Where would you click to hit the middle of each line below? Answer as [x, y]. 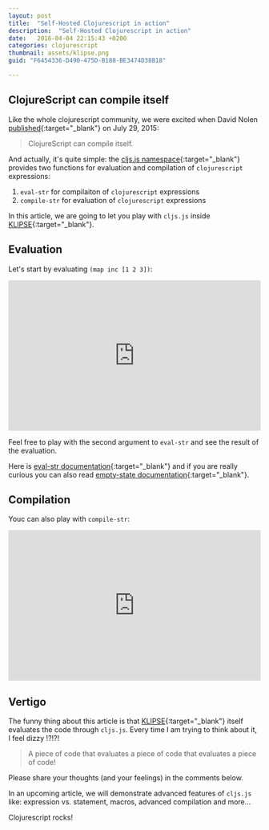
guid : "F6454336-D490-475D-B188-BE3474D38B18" [87, 61]
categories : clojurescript [53, 46]
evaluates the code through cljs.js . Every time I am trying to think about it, [133, 730]
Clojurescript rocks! [41, 818]
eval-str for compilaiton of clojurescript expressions [110, 191]
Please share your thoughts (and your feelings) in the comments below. [126, 778]
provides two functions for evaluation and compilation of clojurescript [126, 167]
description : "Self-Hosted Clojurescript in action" [100, 31]
